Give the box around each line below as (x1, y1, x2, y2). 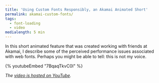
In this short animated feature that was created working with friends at (5, 43, 147, 49)
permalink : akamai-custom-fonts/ (5, 12, 74, 17)
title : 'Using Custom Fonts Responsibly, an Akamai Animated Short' (5, 7, 148, 12)
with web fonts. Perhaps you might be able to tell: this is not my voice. (5, 54, 147, 59)
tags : (5, 16, 16, 21)
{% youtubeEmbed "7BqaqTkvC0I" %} (5, 63, 83, 69)
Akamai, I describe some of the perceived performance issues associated (5, 48, 154, 54)
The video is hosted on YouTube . (5, 73, 72, 78)
